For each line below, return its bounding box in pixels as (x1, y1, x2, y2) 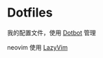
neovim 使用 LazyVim (7, 43, 68, 51)
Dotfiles (7, 5, 53, 21)
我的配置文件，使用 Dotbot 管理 (7, 28, 96, 37)
